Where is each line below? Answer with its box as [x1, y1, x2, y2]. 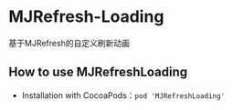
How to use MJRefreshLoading [8, 65, 188, 80]
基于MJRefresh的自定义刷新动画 [8, 37, 130, 48]
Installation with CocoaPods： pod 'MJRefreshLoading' [21, 89, 226, 101]
